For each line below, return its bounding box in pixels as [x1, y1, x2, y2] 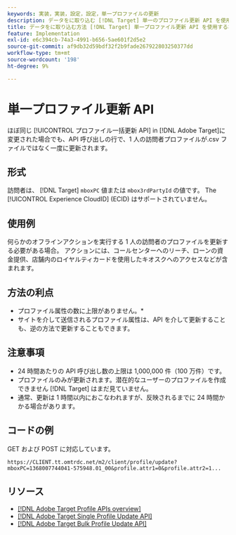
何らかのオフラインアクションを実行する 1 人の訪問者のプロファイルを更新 [7, 237, 223, 246]
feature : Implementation [7, 30, 80, 37]
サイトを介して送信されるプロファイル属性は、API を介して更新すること [17, 315, 226, 324]
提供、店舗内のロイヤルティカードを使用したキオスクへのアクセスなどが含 [13, 255, 228, 264]
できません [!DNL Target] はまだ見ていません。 [17, 384, 152, 393]
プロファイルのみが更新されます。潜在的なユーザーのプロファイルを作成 [17, 375, 227, 384]
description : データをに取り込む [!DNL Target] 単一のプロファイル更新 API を [7, 17, 221, 24]
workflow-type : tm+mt [7, 50, 71, 57]
